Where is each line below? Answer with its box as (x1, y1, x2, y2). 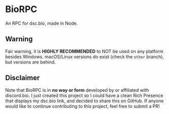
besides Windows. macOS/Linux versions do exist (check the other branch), (5, 53, 164, 60)
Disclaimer (5, 74, 40, 82)
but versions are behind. (5, 59, 56, 65)
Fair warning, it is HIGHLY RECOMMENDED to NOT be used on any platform (5, 48, 163, 54)
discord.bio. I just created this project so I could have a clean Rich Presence (5, 92, 163, 98)
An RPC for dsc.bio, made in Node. (5, 20, 78, 26)
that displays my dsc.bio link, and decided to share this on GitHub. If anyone (5, 97, 164, 104)
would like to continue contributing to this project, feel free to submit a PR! (5, 103, 160, 109)
